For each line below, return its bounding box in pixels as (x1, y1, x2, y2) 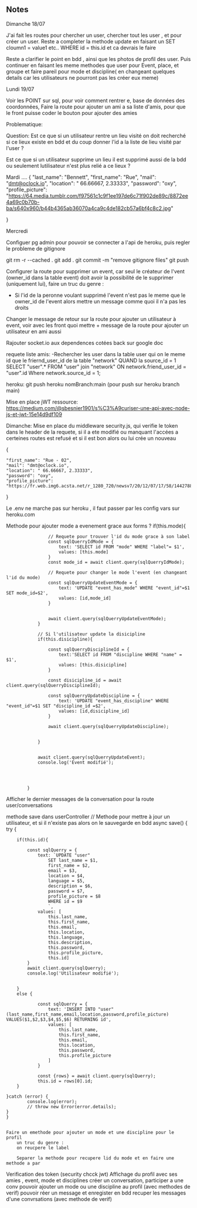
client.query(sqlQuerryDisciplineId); (6, 682, 101, 688)
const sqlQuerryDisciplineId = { (47, 647, 130, 652)
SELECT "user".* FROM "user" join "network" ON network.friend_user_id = (6, 363, 186, 370)
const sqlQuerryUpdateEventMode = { (47, 580, 138, 586)
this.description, (47, 939, 93, 945)
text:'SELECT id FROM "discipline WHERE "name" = (58, 651, 182, 658)
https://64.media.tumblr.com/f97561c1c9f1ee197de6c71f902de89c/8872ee (8, 192, 189, 199)
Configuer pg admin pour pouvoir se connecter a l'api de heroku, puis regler (6, 239, 191, 246)
